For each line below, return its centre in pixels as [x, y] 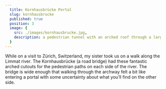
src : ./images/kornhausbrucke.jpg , [51, 33]
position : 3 [22, 23]
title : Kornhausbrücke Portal [41, 10]
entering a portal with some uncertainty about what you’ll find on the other [81, 77]
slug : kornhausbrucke [32, 14]
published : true [26, 19]
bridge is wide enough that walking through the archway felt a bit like [75, 72]
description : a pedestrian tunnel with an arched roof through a [83, 38]
